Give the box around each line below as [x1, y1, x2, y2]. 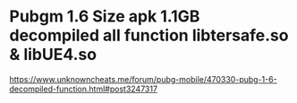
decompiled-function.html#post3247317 [9, 83, 158, 94]
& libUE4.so [9, 45, 97, 64]
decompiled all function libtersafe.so [9, 25, 289, 46]
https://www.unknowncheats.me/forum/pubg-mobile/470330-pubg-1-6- [9, 73, 277, 84]
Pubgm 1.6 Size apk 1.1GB [9, 6, 200, 27]
